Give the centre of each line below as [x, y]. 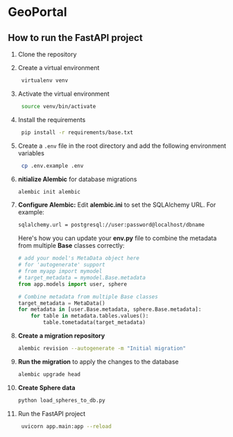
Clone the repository [47, 54]
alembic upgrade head [49, 374]
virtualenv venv [45, 80]
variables [31, 153]
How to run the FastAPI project [75, 38]
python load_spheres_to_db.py [62, 400]
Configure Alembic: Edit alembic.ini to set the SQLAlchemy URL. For [117, 205]
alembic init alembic [49, 191]
